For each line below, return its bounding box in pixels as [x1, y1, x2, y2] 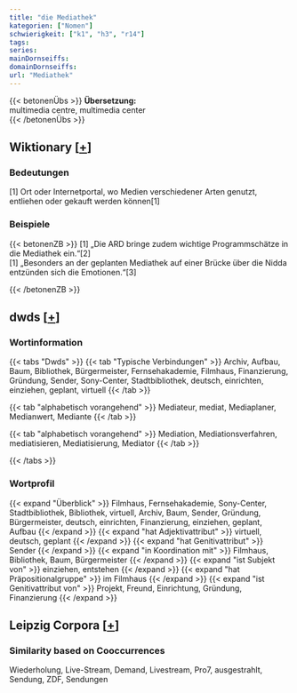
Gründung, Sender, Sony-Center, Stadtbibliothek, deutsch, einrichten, [9, 375, 264, 386]
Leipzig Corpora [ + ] [9, 618, 120, 633]
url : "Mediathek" [9, 71, 74, 80]
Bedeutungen [9, 166, 69, 179]
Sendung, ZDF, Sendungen [9, 674, 108, 685]
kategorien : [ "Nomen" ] [9, 21, 93, 30]
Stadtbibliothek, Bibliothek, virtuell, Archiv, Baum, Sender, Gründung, [9, 507, 261, 518]
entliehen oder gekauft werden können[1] [9, 196, 160, 207]
